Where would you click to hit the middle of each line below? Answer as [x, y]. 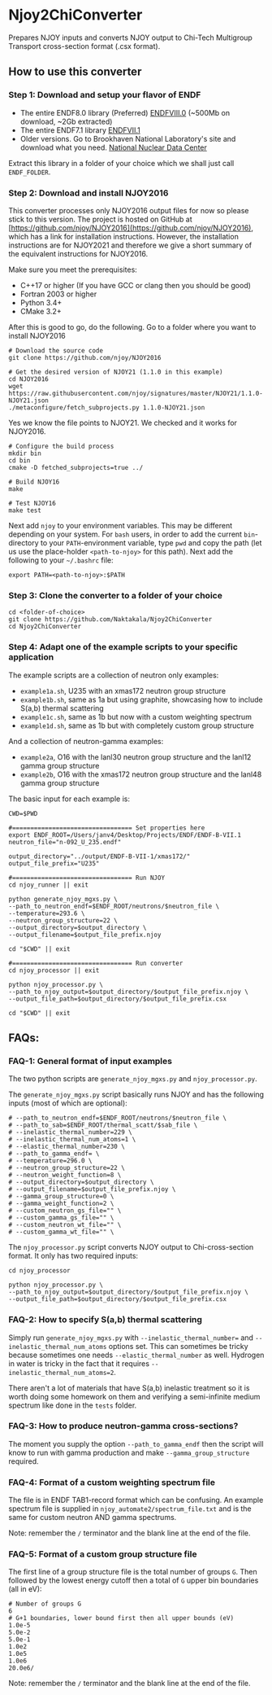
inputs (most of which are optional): [68, 1103]
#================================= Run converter [96, 963]
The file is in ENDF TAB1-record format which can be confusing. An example [136, 1500]
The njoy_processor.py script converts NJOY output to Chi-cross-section [131, 1247]
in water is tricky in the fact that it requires [79, 1363]
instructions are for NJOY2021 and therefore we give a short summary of [130, 245]
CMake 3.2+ [41, 311]
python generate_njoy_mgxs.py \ [63, 899]
